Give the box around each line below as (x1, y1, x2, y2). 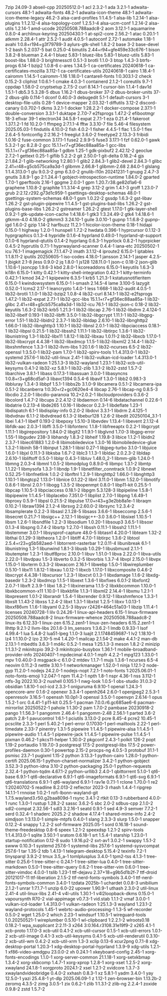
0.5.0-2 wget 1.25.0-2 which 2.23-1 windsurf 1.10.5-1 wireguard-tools (5, 912, 146, 918)
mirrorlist (5, 705, 24, 711)
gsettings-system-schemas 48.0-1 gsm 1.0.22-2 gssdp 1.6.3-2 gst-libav (5, 195, 152, 201)
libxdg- (146, 572, 161, 578)
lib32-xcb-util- (115, 360, 146, 366)
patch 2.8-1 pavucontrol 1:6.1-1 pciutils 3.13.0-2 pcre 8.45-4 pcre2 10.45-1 (5, 715, 156, 721)
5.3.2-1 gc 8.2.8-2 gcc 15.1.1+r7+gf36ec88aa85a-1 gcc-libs (5, 142, 126, 148)
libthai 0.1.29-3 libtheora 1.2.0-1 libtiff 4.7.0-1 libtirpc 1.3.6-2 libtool (5, 535, 140, 541)
